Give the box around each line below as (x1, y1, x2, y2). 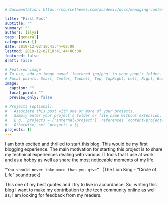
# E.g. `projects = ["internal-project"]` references (5, 118, 124, 123)
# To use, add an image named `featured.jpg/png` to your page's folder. (5, 72, 162, 77)
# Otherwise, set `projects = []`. (5, 123, 84, 128)
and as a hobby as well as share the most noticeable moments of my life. (5, 157, 155, 163)
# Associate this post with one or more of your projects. (5, 108, 135, 114)
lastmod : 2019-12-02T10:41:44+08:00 (5, 48, 81, 54)
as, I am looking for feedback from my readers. (5, 192, 102, 198)
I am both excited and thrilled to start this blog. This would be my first (5, 141, 148, 147)
